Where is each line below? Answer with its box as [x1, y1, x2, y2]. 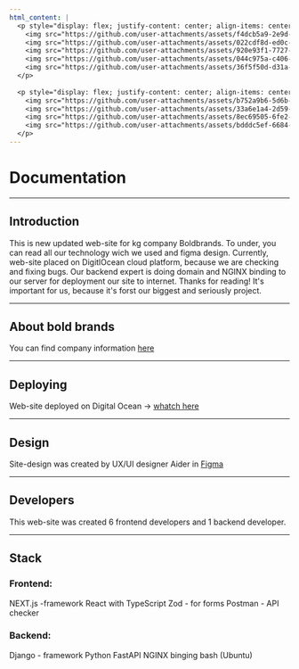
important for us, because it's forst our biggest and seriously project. [9, 285, 263, 295]
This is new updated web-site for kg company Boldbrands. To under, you [9, 237, 277, 248]
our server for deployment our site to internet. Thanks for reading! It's [9, 276, 264, 286]
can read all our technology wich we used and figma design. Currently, [9, 247, 269, 258]
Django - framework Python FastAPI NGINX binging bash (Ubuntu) [9, 649, 254, 660]
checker [9, 607, 40, 618]
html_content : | [9, 12, 69, 22]
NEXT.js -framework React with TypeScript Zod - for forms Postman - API [9, 598, 279, 608]
